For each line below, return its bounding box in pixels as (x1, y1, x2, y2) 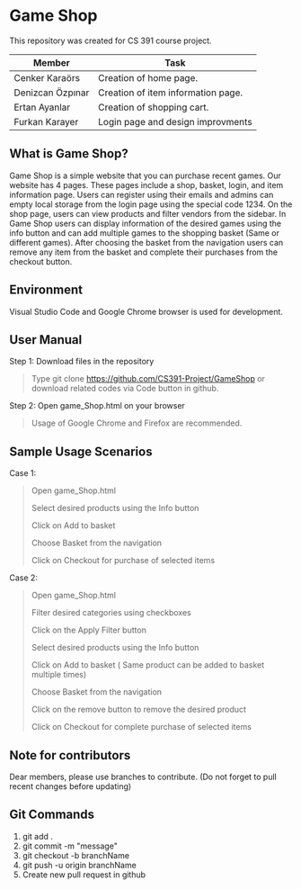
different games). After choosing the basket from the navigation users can (9, 237, 284, 247)
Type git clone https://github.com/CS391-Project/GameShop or (31, 373, 265, 384)
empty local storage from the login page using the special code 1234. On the (9, 199, 293, 210)
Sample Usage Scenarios (9, 444, 153, 459)
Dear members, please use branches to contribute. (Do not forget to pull (9, 771, 277, 782)
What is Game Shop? (9, 146, 128, 162)
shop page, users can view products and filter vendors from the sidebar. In (9, 208, 287, 219)
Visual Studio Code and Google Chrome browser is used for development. (9, 306, 283, 317)
